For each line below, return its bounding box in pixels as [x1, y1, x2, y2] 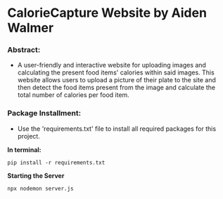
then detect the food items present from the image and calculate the [17, 83, 216, 92]
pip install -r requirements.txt [7, 159, 106, 166]
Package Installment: [7, 108, 82, 118]
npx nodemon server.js [7, 185, 74, 192]
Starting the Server [7, 171, 65, 180]
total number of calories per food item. [17, 91, 130, 99]
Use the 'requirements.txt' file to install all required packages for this [17, 124, 217, 133]
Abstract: [7, 45, 41, 55]
